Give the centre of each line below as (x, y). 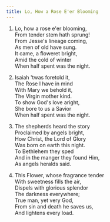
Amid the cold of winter (43, 59)
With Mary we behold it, (44, 90)
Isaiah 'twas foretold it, (42, 77)
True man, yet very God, (44, 200)
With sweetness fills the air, (48, 181)
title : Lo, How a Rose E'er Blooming (52, 11)
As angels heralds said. (43, 164)
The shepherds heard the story (52, 126)
